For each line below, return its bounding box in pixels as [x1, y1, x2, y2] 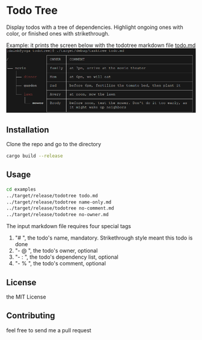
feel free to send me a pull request [6, 326, 91, 334]
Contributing [6, 311, 55, 321]
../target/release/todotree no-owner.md [6, 212, 109, 218]
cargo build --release [6, 153, 63, 159]
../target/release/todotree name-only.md [6, 199, 112, 205]
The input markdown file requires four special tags [6, 223, 131, 230]
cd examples [6, 186, 36, 193]
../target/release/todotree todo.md [6, 193, 98, 199]
